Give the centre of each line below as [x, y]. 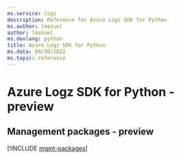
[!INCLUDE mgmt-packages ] [47, 148]
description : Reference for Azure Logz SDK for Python [87, 20]
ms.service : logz [32, 13]
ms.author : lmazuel [35, 26]
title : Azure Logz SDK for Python [57, 45]
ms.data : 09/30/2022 [37, 52]
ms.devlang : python [35, 39]
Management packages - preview [81, 132]
